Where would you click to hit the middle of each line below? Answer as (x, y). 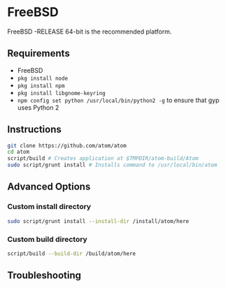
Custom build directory (47, 239)
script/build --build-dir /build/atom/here (72, 253)
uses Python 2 (38, 107)
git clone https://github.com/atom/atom (67, 145)
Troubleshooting (44, 276)
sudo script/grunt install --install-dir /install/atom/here (98, 221)
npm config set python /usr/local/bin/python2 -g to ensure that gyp (118, 100)
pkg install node (43, 78)
